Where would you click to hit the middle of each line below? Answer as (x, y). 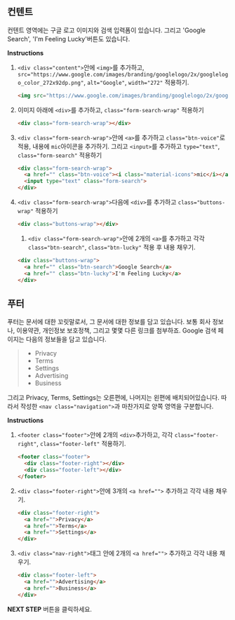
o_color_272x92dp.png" (51, 83)
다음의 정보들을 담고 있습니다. (66, 339)
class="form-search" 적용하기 (60, 155)
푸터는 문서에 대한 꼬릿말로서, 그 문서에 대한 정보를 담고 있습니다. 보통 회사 (109, 322)
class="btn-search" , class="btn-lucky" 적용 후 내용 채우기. (112, 247)
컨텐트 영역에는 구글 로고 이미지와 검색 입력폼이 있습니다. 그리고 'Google (106, 30)
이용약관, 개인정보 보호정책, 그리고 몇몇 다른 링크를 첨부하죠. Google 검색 (116, 330)
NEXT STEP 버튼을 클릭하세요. (50, 609)
